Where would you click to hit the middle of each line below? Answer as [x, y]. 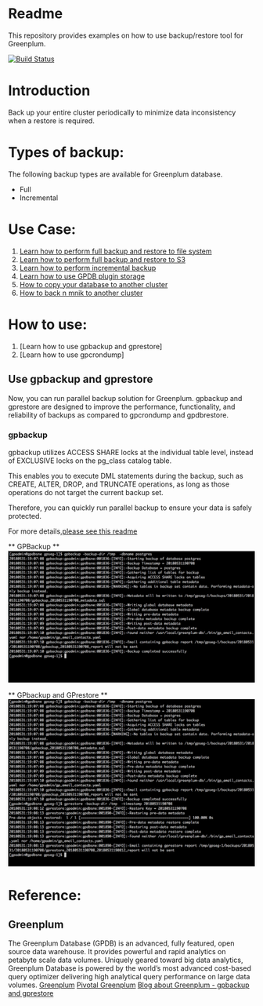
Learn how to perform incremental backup [88, 268]
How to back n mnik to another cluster [81, 293]
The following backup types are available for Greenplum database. [115, 174]
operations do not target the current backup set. [86, 492]
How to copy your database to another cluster [94, 284]
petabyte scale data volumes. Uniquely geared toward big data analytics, [126, 960]
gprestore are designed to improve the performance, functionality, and [122, 406]
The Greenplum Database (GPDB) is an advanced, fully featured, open [121, 943]
